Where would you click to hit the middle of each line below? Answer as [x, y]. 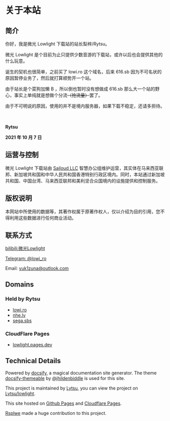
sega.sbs [22, 321]
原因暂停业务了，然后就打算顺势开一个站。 [50, 78]
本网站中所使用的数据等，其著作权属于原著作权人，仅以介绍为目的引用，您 [83, 212]
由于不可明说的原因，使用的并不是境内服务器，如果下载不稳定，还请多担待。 [85, 106]
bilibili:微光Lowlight [25, 249]
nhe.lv [19, 315]
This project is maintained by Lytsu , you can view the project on [72, 388]
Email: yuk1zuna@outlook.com [37, 268]
